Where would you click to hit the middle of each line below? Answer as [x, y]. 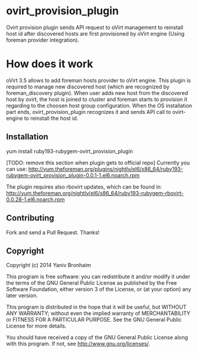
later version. [22, 295]
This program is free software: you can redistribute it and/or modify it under [98, 276]
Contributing [30, 218]
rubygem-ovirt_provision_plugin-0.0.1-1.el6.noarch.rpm [73, 175]
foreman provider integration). [43, 40]
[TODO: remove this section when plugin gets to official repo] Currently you [98, 163]
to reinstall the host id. [51, 118]
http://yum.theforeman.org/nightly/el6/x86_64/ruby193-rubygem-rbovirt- [95, 193]
